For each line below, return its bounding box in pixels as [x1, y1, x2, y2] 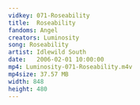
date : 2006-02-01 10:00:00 [8, 56, 104, 64]
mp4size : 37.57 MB [8, 70, 69, 78]
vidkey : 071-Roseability [8, 11, 90, 20]
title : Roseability [8, 19, 77, 27]
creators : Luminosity [8, 33, 80, 42]
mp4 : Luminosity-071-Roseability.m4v [8, 63, 133, 71]
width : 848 [8, 77, 44, 85]
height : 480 [8, 84, 47, 93]
